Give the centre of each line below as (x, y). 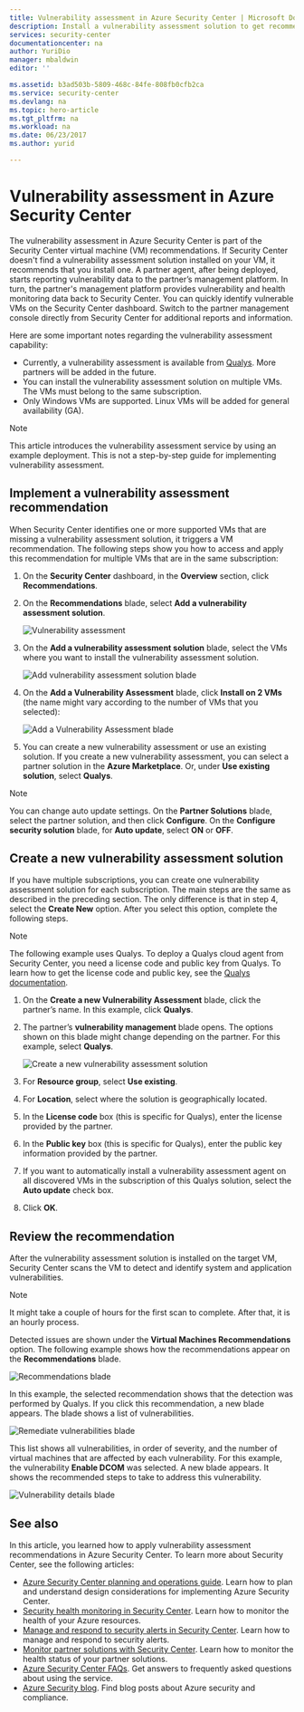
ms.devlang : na (38, 101)
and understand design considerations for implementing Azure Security (156, 1592)
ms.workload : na (40, 127)
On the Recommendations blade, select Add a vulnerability (134, 602)
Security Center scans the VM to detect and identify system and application (151, 1268)
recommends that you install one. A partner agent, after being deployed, (144, 269)
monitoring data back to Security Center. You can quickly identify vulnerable (152, 298)
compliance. (46, 1698)
